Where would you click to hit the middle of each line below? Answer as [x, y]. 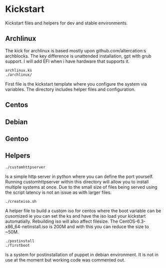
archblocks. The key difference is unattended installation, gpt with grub [78, 56]
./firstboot [17, 245]
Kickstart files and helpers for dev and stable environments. [67, 23]
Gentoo [17, 139]
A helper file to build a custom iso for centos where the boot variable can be [83, 211]
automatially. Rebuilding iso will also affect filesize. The [62, 221]
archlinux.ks [19, 70]
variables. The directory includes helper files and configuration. [70, 89]
